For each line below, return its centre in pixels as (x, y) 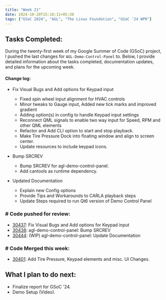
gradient (28, 109)
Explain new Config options (48, 191)
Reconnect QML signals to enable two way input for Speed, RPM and (90, 120)
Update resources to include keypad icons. (63, 147)
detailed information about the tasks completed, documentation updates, (80, 62)
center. (27, 141)
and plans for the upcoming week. (40, 67)
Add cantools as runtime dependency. (58, 171)
